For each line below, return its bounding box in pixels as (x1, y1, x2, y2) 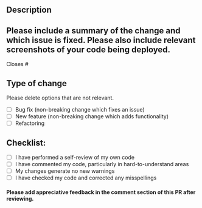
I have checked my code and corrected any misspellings (15, 174, 157, 181)
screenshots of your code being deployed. (6, 44, 171, 55)
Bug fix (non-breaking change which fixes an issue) (15, 106, 145, 113)
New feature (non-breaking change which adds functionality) (15, 113, 169, 120)
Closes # (6, 61, 29, 68)
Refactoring (15, 119, 45, 127)
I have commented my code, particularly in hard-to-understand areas (15, 161, 189, 168)
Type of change (6, 78, 67, 89)
